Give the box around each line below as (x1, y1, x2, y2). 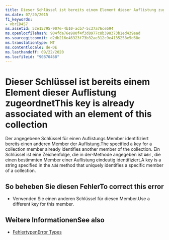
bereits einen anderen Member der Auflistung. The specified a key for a (5, 141, 152, 147)
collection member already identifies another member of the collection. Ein (5, 146, 160, 152)
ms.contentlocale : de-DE (5, 45, 57, 50)
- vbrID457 (5, 21, 28, 27)
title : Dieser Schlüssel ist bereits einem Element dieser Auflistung (5, 7, 156, 13)
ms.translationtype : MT (5, 40, 55, 45)
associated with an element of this (5, 108, 152, 119)
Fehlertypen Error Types (12, 229, 62, 235)
